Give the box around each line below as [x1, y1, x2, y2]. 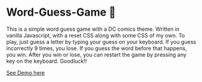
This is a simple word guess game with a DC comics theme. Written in [6, 25, 180, 33]
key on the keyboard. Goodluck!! [6, 57, 87, 65]
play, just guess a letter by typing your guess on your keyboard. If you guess [6, 38, 197, 45]
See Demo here [6, 69, 45, 76]
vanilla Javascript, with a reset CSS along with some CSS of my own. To [6, 31, 185, 39]
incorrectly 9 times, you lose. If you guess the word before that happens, [6, 45, 187, 52]
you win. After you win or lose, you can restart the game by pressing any [6, 51, 187, 58]
